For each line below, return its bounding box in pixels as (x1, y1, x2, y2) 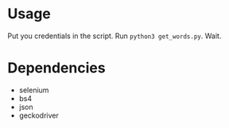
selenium (18, 85, 49, 95)
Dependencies (7, 59, 106, 77)
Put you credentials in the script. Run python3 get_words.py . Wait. (7, 31, 222, 41)
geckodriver (18, 111, 59, 120)
